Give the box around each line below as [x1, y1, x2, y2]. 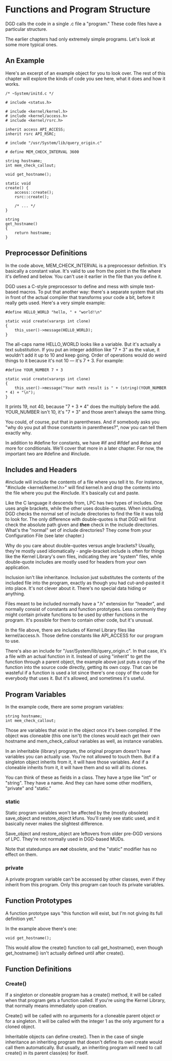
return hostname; [14, 230, 52, 235]
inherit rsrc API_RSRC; [5, 131, 56, 137]
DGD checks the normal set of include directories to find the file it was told [5, 511, 163, 517]
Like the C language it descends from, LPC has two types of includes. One [5, 500, 163, 506]
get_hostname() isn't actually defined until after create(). [5, 950, 125, 956]
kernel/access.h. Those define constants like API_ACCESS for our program [5, 632, 163, 639]
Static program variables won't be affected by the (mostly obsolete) [5, 810, 148, 816]
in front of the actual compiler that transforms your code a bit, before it [5, 294, 155, 300]
